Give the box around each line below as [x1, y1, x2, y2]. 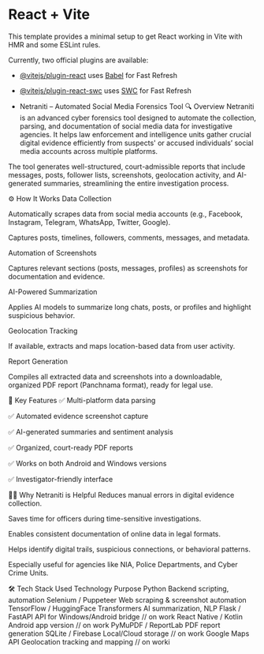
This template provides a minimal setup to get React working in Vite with [8, 32, 243, 41]
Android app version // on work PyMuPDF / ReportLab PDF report [8, 620, 221, 630]
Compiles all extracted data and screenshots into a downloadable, [8, 372, 223, 381]
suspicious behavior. [8, 310, 76, 320]
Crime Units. [8, 568, 49, 577]
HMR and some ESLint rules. [8, 39, 101, 49]
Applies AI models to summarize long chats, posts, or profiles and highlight [8, 302, 251, 312]
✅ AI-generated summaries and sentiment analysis [8, 427, 173, 436]
